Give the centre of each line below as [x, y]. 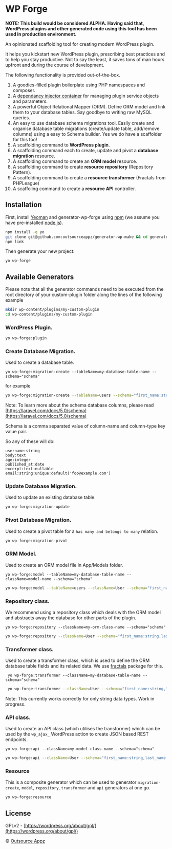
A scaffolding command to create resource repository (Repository [83, 167]
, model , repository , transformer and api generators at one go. [84, 788]
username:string [23, 451]
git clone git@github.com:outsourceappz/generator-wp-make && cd [76, 237]
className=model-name [28, 579]
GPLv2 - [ [15, 826]
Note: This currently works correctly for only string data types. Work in [80, 699]
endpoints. [17, 740]
